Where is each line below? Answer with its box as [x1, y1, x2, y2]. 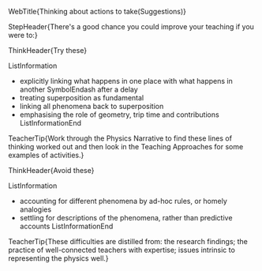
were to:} [8, 31, 38, 40]
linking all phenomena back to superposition [19, 102, 164, 111]
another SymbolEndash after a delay [19, 85, 138, 94]
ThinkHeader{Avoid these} [8, 166, 95, 175]
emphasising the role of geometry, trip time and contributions [19, 110, 219, 119]
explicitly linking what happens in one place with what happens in [19, 77, 233, 85]
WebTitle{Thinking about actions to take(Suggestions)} [8, 7, 187, 16]
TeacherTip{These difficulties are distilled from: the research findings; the [8, 237, 249, 246]
